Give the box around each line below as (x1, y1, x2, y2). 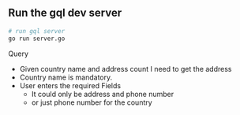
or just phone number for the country (31, 98, 152, 107)
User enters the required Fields (19, 80, 121, 90)
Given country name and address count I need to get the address (19, 64, 232, 73)
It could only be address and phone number (31, 89, 174, 98)
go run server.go (8, 35, 66, 43)
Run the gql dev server (8, 6, 122, 20)
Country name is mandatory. (19, 72, 113, 82)
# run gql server (8, 27, 66, 35)
